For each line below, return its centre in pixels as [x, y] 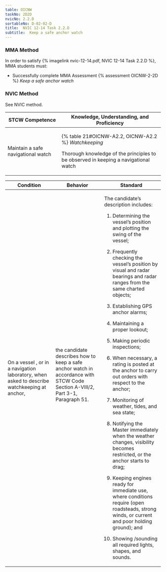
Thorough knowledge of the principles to [109, 153]
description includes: [128, 204]
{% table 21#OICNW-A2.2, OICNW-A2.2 [109, 136]
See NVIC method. [24, 104]
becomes [123, 448]
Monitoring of [128, 400]
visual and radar [131, 270]
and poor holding [132, 521]
